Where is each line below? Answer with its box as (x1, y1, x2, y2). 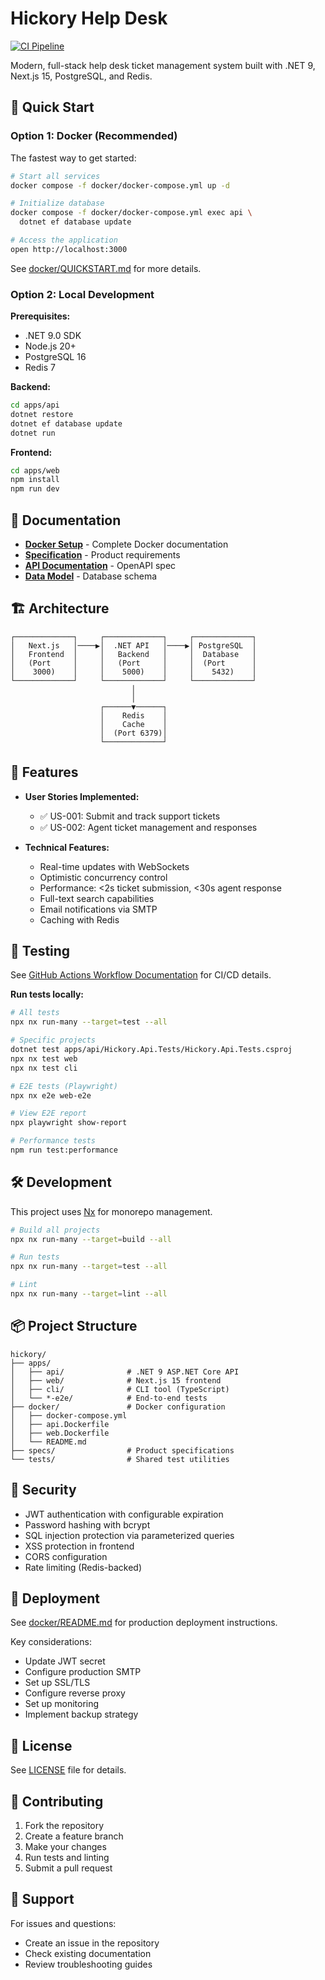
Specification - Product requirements (24, 548, 181, 561)
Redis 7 (24, 362, 56, 374)
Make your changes (24, 1841, 107, 1853)
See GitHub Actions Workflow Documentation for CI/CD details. (10, 969, 272, 981)
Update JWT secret (24, 1655, 106, 1667)
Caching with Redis (39, 913, 120, 926)
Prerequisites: (10, 310, 71, 322)
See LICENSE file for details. (10, 1764, 127, 1776)
